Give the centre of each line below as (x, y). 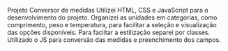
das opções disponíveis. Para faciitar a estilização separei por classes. (109, 32)
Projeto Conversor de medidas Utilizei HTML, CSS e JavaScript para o (108, 10)
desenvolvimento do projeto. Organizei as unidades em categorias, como (112, 17)
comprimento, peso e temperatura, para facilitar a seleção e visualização (112, 25)
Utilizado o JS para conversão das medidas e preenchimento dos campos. (114, 40)
